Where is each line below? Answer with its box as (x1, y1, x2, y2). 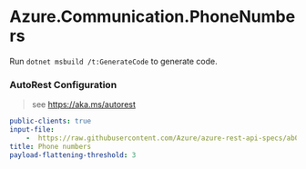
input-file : (9, 125, 55, 134)
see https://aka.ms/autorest (31, 99, 137, 110)
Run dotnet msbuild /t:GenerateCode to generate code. (9, 55, 218, 66)
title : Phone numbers (9, 142, 92, 151)
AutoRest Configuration (9, 78, 117, 91)
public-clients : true (9, 116, 92, 126)
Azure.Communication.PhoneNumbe (9, 6, 296, 27)
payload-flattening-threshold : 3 (9, 150, 137, 160)
